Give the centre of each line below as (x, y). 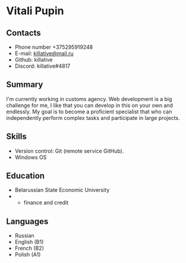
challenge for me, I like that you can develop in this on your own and (90, 105)
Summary (25, 85)
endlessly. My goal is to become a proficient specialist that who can (89, 112)
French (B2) (29, 248)
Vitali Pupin (35, 11)
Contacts (24, 33)
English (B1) (29, 242)
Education (26, 176)
